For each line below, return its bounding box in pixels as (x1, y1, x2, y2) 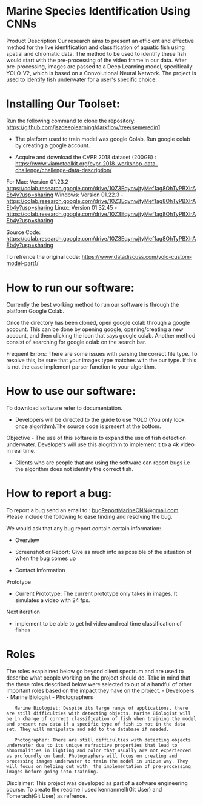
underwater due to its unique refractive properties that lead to (6, 742, 178, 748)
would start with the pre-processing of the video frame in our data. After (6, 56, 187, 64)
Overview (15, 536, 39, 544)
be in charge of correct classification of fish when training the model (6, 715, 197, 722)
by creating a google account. (15, 141, 90, 149)
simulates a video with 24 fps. (15, 596, 90, 604)
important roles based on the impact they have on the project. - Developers (6, 687, 195, 694)
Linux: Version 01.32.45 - (54, 204, 118, 211)
